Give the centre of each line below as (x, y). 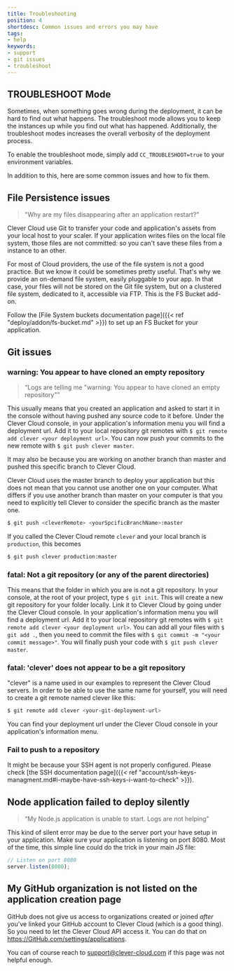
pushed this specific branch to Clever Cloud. (72, 467)
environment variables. (40, 162)
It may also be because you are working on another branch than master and (117, 459)
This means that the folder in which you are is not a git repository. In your (113, 589)
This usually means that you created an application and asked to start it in (113, 408)
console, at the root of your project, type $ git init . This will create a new (115, 597)
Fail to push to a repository (54, 750)
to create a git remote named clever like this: (71, 698)
